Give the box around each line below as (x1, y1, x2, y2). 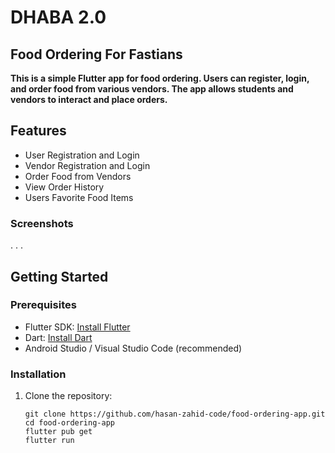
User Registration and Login (24, 149, 140, 161)
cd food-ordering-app (24, 418, 115, 428)
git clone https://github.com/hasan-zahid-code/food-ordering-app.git (24, 409, 326, 420)
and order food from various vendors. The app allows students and (10, 83, 294, 95)
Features (10, 122, 67, 140)
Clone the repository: (24, 390, 113, 402)
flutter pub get (24, 427, 93, 437)
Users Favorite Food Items (24, 191, 134, 203)
